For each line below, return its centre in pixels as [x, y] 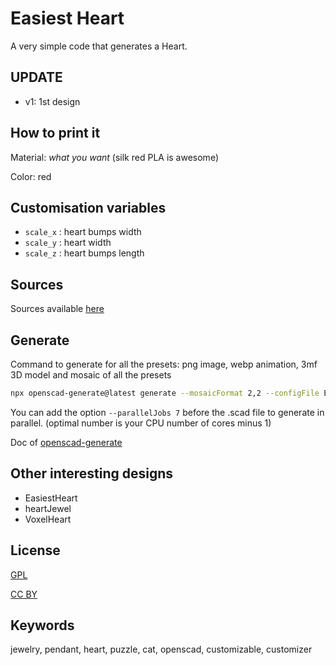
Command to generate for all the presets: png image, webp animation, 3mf [164, 364]
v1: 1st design [52, 101]
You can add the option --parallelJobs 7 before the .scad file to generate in [167, 412]
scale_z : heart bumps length [84, 253]
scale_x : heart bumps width [83, 232]
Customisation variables [88, 207]
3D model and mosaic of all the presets [91, 375]
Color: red [31, 176]
